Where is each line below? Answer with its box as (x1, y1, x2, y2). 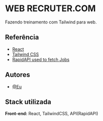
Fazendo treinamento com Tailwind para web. (5, 19, 97, 25)
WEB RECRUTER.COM (5, 3, 96, 14)
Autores (5, 71, 30, 79)
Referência (5, 33, 39, 41)
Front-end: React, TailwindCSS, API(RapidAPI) (5, 111, 99, 117)
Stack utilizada (5, 98, 51, 106)
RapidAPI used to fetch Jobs (12, 57, 70, 62)
